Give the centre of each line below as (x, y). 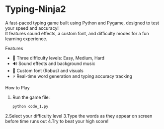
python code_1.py (30, 106)
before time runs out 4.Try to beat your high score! (57, 121)
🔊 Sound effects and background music (54, 64)
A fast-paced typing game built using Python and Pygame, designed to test (82, 23)
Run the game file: (31, 97)
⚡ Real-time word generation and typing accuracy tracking (72, 76)
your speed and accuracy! (32, 28)
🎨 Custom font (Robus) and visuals (48, 70)
